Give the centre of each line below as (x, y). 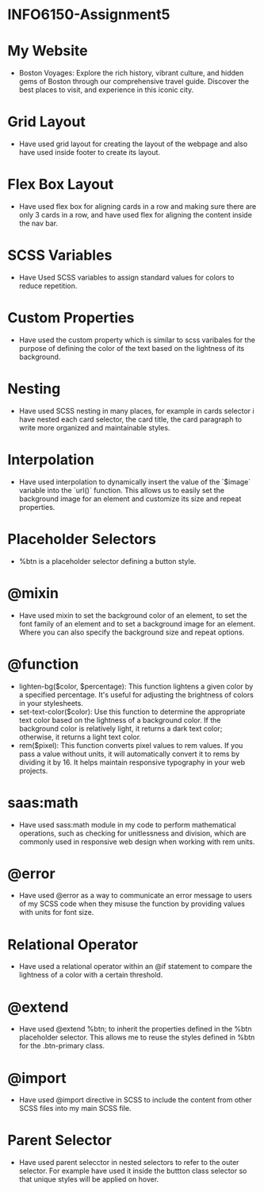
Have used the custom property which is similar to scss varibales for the (137, 340)
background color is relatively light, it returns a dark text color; (121, 728)
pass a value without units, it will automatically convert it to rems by (129, 754)
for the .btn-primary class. (61, 1046)
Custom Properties (71, 318)
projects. (33, 770)
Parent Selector (60, 1140)
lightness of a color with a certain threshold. (91, 975)
